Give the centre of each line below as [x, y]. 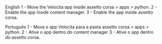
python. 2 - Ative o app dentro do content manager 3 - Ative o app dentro [79, 32]
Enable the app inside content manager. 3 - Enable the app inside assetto [79, 12]
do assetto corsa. [23, 37]
